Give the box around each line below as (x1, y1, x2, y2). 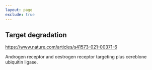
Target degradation (5, 31, 67, 39)
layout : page (5, 7, 33, 13)
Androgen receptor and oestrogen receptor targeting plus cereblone (5, 54, 147, 60)
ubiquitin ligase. (5, 59, 38, 65)
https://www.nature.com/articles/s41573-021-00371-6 (5, 44, 117, 50)
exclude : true (5, 12, 35, 17)
